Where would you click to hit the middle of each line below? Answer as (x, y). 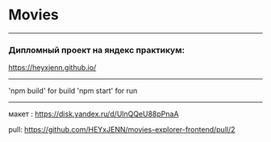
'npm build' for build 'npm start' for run (73, 91)
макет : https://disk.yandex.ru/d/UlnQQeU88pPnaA (94, 114)
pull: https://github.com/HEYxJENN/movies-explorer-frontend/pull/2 (122, 130)
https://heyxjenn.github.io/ (52, 68)
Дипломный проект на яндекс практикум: (97, 50)
